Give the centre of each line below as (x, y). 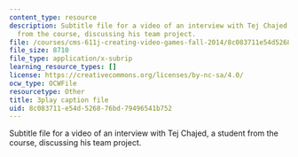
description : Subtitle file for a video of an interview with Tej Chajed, (150, 26)
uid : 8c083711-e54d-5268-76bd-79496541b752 (91, 108)
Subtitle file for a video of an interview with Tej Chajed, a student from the (144, 133)
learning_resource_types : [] (63, 67)
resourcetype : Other (47, 91)
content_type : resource (53, 17)
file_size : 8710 (39, 51)
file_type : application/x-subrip (71, 59)
